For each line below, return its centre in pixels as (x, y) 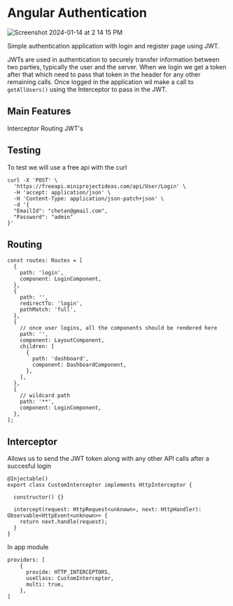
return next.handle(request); (64, 522)
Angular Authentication (77, 13)
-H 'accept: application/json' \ (62, 192)
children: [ (37, 346)
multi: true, (45, 585)
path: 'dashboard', (61, 359)
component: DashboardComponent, (80, 365)
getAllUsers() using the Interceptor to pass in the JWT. (87, 89)
